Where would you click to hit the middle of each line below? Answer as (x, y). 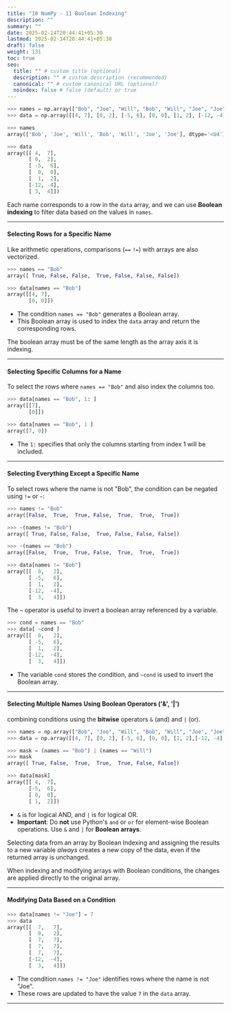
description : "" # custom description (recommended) (90, 77)
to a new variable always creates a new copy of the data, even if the (104, 849)
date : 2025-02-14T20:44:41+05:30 (55, 33)
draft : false (26, 45)
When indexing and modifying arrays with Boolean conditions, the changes (113, 870)
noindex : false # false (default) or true (75, 90)
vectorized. (23, 257)
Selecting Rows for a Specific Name (59, 234)
